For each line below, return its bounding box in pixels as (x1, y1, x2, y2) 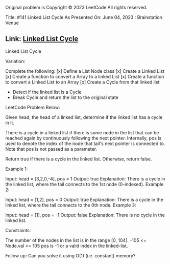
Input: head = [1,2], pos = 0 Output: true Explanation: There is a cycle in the (5, 196, 163, 202)
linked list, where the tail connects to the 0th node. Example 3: (5, 202, 136, 208)
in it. (5, 119, 14, 126)
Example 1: (5, 166, 28, 172)
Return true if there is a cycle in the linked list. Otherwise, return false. (5, 156, 152, 162)
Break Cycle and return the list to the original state (12, 94, 118, 100)
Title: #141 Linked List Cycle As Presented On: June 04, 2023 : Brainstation (5, 14, 162, 20)
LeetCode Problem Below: (5, 104, 60, 110)
